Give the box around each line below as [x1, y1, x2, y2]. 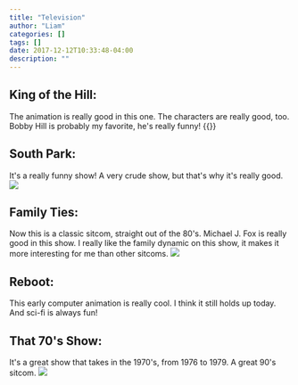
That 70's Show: [9, 333, 103, 348]
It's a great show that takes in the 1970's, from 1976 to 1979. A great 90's [9, 357, 277, 368]
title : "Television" [9, 12, 87, 22]
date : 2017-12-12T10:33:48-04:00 [9, 46, 134, 55]
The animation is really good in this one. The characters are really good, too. [9, 111, 290, 121]
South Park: [9, 146, 77, 161]
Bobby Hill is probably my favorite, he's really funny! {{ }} [9, 120, 217, 131]
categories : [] [9, 29, 66, 38]
